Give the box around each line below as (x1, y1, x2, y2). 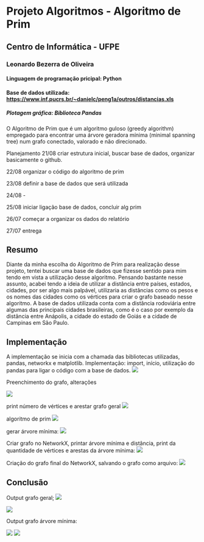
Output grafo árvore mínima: (6, 518, 77, 525)
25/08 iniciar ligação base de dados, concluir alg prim (6, 203, 142, 211)
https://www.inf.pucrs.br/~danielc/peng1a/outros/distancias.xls (6, 95, 174, 103)
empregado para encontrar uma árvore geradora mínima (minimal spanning (6, 131, 195, 139)
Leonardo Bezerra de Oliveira (6, 60, 94, 68)
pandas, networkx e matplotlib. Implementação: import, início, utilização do (6, 360, 195, 367)
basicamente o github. (6, 156, 63, 163)
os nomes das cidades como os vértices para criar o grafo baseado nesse (6, 293, 193, 300)
